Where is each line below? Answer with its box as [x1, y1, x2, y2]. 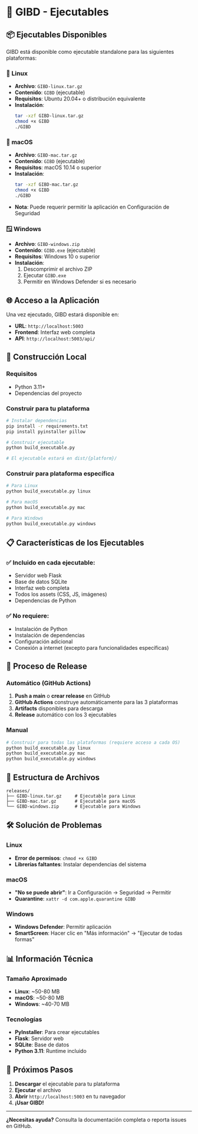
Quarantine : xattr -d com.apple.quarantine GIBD [14, 895, 136, 902]
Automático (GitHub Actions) [6, 679, 91, 688]
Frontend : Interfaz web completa [14, 328, 95, 336]
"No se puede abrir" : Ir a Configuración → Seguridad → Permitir [14, 889, 171, 896]
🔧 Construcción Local [6, 352, 87, 362]
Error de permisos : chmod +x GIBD [14, 854, 97, 861]
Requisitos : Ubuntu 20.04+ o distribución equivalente [14, 95, 146, 102]
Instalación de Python [14, 625, 68, 632]
